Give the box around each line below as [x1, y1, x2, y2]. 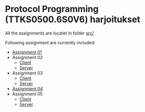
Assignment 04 [12, 85, 43, 91]
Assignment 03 [12, 70, 43, 76]
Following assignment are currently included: [5, 39, 96, 45]
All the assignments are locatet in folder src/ [5, 30, 94, 36]
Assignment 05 [12, 91, 43, 97]
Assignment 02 [12, 54, 43, 60]
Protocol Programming [5, 3, 99, 15]
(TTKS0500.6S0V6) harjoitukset [5, 14, 141, 25]
